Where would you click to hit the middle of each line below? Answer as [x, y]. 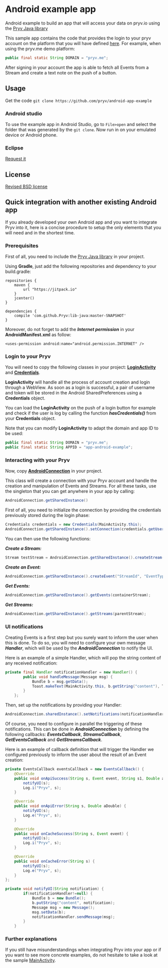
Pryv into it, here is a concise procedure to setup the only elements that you [83, 227]
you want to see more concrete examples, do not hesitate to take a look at [81, 955]
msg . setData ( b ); [49, 912]
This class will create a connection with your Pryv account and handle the [81, 480]
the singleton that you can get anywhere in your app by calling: [70, 491]
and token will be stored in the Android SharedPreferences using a [73, 393]
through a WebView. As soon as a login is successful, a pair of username [80, 387]
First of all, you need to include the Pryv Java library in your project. [75, 256]
